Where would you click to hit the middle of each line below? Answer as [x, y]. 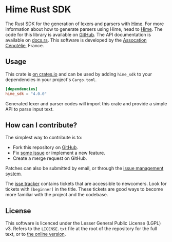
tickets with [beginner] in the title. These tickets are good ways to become [84, 189]
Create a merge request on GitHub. [50, 158]
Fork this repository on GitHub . [45, 147]
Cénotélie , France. [25, 45]
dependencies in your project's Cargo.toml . [51, 79]
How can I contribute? [41, 125]
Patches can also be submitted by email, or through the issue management [84, 169]
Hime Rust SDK [38, 10]
